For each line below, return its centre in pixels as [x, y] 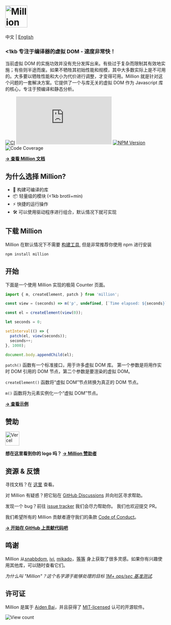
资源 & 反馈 [23, 471]
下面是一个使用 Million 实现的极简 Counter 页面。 [56, 285]
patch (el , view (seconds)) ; [38, 336]
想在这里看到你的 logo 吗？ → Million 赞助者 [51, 454]
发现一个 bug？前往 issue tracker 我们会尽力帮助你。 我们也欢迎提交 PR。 [82, 506]
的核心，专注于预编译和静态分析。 [41, 89]
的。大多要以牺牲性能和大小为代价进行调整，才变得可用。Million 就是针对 [82, 76]
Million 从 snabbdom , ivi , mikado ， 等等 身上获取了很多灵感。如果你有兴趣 [82, 559]
